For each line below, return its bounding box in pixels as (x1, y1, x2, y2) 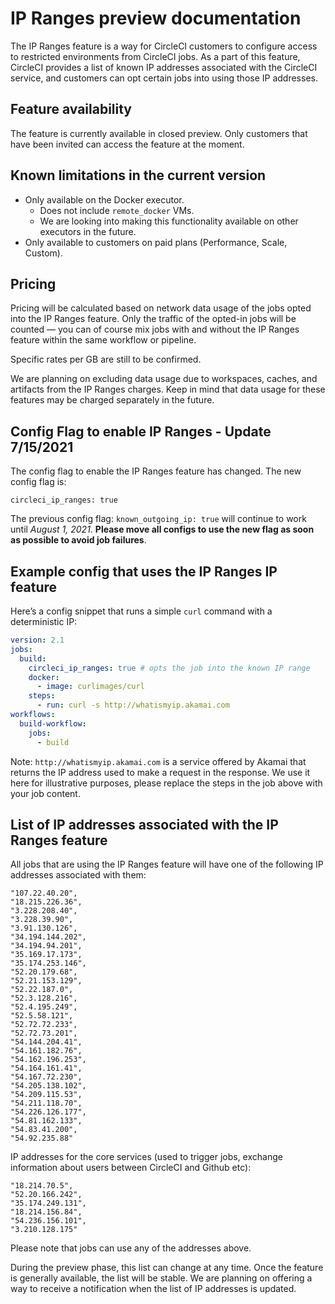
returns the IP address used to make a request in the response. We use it (10, 766, 311, 778)
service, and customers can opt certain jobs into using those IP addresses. (10, 72, 318, 84)
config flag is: (10, 476, 67, 488)
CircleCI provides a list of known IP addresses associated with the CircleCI (10, 61, 318, 73)
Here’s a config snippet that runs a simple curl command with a (10, 605, 273, 617)
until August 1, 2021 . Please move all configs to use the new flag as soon (10, 523, 315, 536)
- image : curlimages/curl (36, 682, 145, 692)
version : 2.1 (10, 635, 65, 645)
